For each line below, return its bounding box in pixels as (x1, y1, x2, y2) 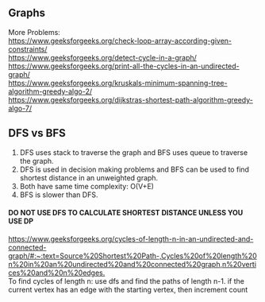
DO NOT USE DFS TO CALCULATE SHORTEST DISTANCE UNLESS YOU (8, 208, 244, 218)
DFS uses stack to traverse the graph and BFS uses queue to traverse (19, 147, 248, 157)
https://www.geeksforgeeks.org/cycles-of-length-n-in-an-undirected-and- (8, 234, 254, 243)
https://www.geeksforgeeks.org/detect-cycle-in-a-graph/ (8, 52, 197, 62)
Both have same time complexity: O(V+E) (19, 181, 155, 191)
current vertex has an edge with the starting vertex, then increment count (8, 285, 248, 294)
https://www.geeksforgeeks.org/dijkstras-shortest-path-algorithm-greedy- (8, 95, 254, 104)
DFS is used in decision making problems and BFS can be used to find (19, 165, 250, 174)
